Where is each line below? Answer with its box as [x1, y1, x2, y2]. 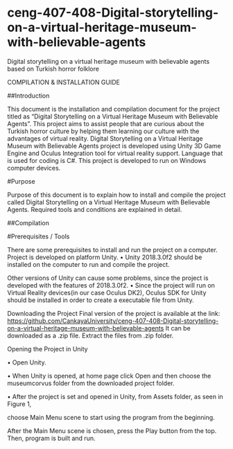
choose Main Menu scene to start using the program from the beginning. [7, 413, 215, 421]
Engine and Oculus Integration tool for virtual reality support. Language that [7, 149, 223, 157]
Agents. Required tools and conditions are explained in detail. [7, 205, 182, 213]
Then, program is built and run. [7, 434, 96, 442]
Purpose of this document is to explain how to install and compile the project [7, 191, 226, 199]
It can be [165, 324, 191, 332]
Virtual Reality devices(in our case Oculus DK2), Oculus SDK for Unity [7, 288, 207, 297]
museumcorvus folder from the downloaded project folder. [7, 379, 175, 387]
